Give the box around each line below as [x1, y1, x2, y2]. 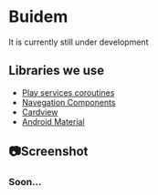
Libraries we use [8, 63, 105, 78]
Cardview [21, 107, 58, 118]
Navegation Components [21, 97, 116, 108]
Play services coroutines [21, 87, 115, 97]
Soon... [8, 176, 42, 189]
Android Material [21, 116, 85, 127]
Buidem [8, 6, 68, 27]
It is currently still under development [8, 36, 149, 47]
